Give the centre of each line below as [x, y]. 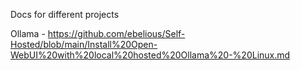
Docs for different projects [65, 14]
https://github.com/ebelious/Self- [116, 33]
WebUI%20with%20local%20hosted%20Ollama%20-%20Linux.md [150, 55]
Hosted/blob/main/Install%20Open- [84, 44]
